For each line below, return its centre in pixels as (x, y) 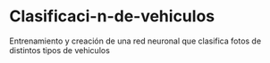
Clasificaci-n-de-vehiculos (112, 16)
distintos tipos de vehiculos (59, 50)
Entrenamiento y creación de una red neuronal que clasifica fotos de (135, 41)
